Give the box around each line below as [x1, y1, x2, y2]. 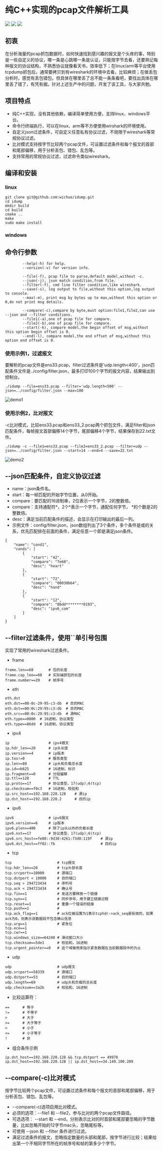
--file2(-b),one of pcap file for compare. [22, 321, 112, 326]
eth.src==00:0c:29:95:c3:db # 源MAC [5, 711, 81, 716]
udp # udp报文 [5, 964, 76, 970]
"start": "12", [31, 598, 62, 603]
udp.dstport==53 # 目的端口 [5, 975, 76, 980]
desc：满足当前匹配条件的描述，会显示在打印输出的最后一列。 [12, 516, 137, 522]
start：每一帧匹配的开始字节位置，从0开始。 [12, 492, 101, 498]
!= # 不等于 [5, 1010, 38, 1015]
